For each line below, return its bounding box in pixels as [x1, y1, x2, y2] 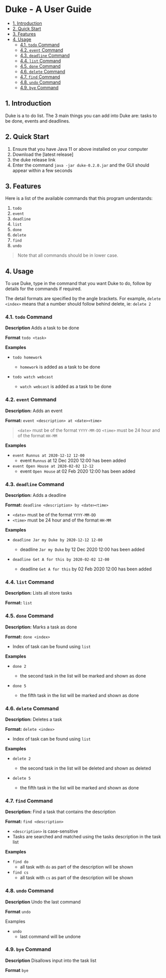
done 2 [12, 664, 27, 669]
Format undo [5, 908, 31, 914]
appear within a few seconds [12, 167, 73, 174]
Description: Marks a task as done [5, 624, 77, 630]
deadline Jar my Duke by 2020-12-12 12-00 [12, 538, 103, 543]
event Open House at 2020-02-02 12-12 [12, 464, 94, 469]
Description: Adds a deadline [5, 492, 67, 498]
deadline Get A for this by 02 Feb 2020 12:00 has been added [20, 566, 152, 572]
